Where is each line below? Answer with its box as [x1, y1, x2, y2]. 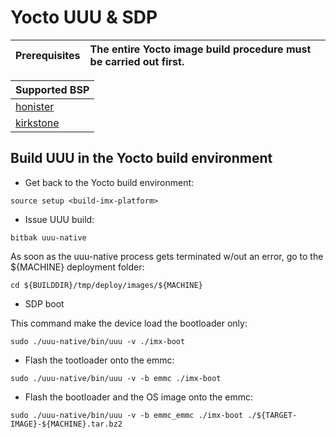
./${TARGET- [247, 410, 298, 420]
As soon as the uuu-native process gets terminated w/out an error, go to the [10, 250, 324, 262]
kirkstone [15, 116, 60, 130]
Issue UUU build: [24, 213, 95, 225]
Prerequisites [15, 48, 81, 62]
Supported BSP [15, 82, 90, 96]
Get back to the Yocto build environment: [24, 176, 195, 188]
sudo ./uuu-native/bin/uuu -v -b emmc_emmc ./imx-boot [10, 410, 244, 420]
